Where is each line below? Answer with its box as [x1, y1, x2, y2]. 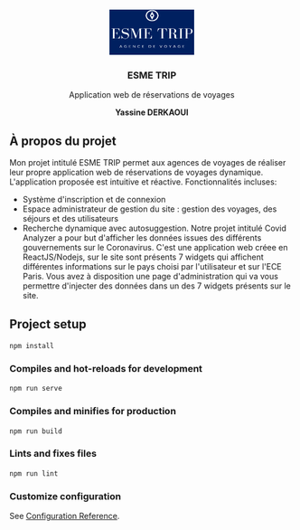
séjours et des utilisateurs [22, 213, 119, 224]
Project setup [9, 317, 88, 332]
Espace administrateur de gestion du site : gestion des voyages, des [22, 203, 277, 214]
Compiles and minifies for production [9, 405, 176, 418]
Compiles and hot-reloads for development [9, 362, 203, 374]
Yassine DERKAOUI [115, 107, 189, 118]
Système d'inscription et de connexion [22, 194, 166, 205]
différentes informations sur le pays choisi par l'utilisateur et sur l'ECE [22, 261, 282, 272]
